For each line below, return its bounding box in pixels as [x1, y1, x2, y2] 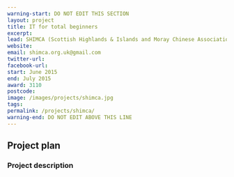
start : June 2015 [7, 68, 58, 75]
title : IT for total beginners [7, 23, 98, 30]
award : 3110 [7, 82, 42, 88]
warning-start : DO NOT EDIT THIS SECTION [7, 10, 130, 17]
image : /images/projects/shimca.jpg [7, 95, 114, 102]
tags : [7, 101, 23, 108]
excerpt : [7, 29, 33, 37]
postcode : [7, 88, 36, 95]
